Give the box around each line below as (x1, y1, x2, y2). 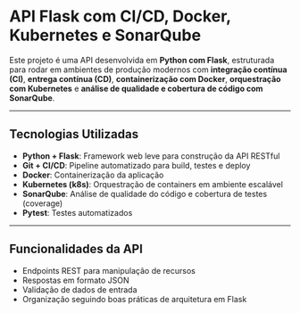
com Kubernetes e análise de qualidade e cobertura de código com (9, 83, 263, 94)
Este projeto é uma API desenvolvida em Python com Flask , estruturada (9, 54, 275, 65)
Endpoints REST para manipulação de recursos (21, 265, 196, 276)
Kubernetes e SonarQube (9, 25, 202, 45)
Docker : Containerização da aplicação (21, 169, 164, 180)
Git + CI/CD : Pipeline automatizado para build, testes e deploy (21, 160, 251, 170)
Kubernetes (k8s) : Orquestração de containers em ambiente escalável (21, 178, 284, 189)
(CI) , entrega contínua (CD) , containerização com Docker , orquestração (9, 73, 281, 84)
